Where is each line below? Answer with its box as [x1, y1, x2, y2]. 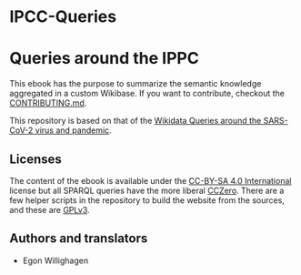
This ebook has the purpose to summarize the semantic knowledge [9, 78, 262, 89]
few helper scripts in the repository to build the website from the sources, [9, 194, 285, 206]
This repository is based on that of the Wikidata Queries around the [9, 116, 262, 127]
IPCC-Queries [9, 6, 116, 27]
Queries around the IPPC [9, 48, 200, 69]
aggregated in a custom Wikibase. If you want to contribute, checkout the [9, 88, 285, 99]
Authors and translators [9, 230, 148, 247]
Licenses [9, 151, 62, 167]
